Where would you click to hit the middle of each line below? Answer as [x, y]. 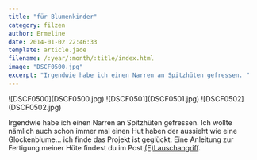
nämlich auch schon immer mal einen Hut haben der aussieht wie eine [123, 131]
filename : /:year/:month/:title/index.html [81, 59]
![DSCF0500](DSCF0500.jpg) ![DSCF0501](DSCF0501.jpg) [104, 98]
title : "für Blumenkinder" [53, 17]
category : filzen [37, 25]
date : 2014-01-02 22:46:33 [53, 42]
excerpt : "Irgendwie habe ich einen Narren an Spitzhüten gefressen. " [129, 75]
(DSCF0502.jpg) [35, 107]
